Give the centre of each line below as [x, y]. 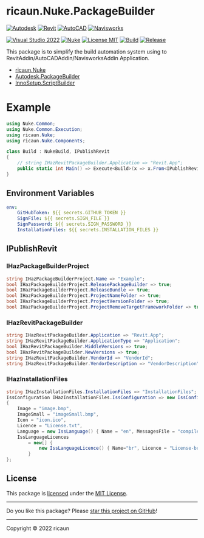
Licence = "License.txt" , [50, 425]
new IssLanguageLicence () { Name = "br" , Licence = [103, 449]
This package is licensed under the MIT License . [67, 493]
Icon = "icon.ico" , [42, 420]
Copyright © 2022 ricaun [38, 528]
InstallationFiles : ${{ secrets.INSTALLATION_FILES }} [88, 230]
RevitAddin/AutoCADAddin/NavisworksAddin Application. [78, 58]
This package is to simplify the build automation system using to [87, 51]
